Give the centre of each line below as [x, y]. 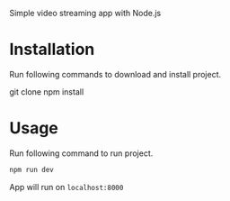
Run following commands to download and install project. [115, 74]
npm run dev [31, 169]
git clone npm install [47, 91]
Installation [52, 50]
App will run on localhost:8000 [66, 187]
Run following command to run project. [81, 153]
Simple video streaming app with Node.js [85, 13]
